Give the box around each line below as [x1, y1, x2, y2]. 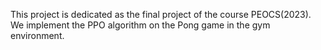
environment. [10, 30, 65, 41]
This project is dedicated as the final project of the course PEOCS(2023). [10, 9, 312, 20]
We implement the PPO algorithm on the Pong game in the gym [10, 19, 271, 31]
